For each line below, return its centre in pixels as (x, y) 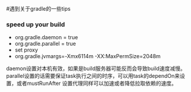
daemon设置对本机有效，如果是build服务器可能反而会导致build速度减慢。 (96, 69)
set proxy (26, 50)
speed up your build (36, 24)
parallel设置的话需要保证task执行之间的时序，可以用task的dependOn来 (93, 76)
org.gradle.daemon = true (46, 37)
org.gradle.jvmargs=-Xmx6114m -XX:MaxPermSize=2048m (87, 56)
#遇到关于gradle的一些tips (38, 9)
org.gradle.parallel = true (45, 44)
